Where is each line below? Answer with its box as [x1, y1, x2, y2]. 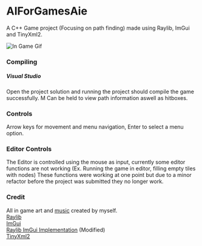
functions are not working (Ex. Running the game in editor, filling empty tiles [6, 165, 196, 172]
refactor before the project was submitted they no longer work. [6, 178, 164, 185]
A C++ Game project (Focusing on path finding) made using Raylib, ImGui [6, 24, 190, 32]
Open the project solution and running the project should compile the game [6, 88, 194, 95]
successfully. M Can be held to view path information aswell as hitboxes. [6, 94, 188, 101]
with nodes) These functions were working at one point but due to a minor [6, 171, 192, 179]
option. [6, 130, 24, 137]
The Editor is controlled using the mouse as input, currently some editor [6, 159, 186, 166]
